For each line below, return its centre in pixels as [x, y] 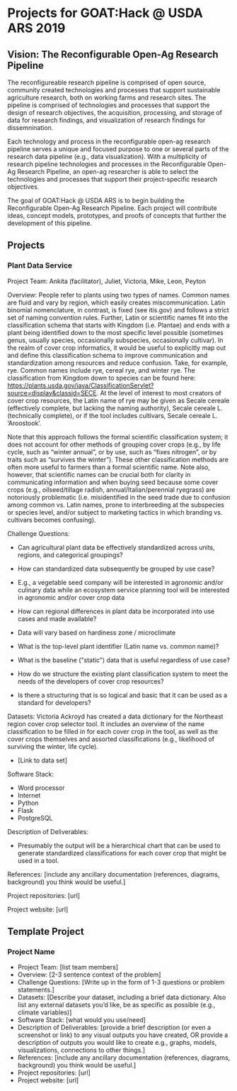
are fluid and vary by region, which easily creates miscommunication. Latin [116, 302]
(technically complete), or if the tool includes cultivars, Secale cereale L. [112, 415]
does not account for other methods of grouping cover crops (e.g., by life [114, 444]
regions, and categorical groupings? [70, 554]
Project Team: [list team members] [68, 967]
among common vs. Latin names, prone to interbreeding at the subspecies [116, 505]
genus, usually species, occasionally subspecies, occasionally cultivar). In [116, 340]
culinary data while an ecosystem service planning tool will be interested [123, 590]
